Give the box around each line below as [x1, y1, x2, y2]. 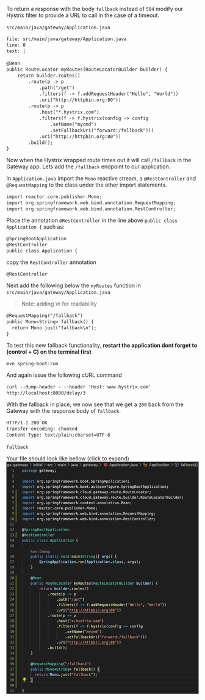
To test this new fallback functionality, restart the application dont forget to [6, 341, 198, 349]
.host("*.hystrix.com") [38, 109, 99, 115]
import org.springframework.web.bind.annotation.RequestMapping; [6, 200, 176, 206]
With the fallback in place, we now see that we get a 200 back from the [6, 401, 184, 408]
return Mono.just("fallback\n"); [12, 325, 97, 331]
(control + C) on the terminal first [6, 348, 92, 355]
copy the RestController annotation [6, 259, 96, 266]
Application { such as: [6, 223, 65, 230]
